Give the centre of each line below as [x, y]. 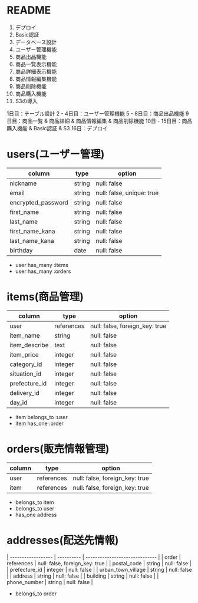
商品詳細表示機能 [36, 71]
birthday [21, 250]
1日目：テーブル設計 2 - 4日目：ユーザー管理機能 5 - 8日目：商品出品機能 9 [98, 113]
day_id [19, 403]
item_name [25, 335]
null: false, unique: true [127, 193]
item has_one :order [39, 423]
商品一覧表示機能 [36, 64]
